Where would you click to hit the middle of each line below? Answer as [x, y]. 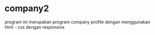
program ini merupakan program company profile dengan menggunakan [77, 22]
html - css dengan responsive [34, 27]
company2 [27, 9]
